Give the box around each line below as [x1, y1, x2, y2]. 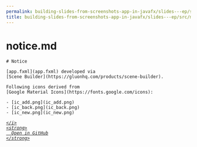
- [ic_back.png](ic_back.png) [6, 105, 80, 111]
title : [6, 14, 22, 20]
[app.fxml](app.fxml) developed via [6, 69, 96, 75]
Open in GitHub [11, 130, 49, 136]
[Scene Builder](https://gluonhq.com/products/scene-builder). [6, 74, 164, 80]
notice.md [6, 39, 57, 53]
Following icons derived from [6, 84, 80, 90]
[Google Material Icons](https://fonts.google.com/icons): [6, 89, 154, 95]
